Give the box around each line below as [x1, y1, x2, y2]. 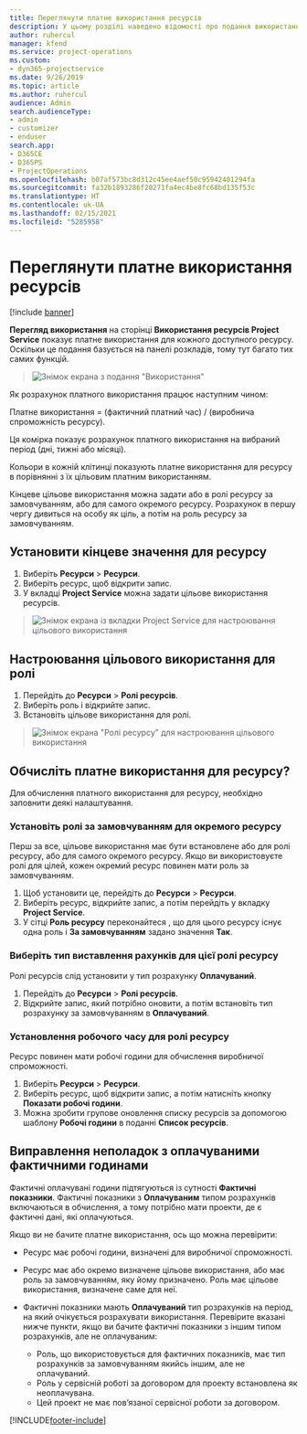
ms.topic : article [9, 81, 79, 90]
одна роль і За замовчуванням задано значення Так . [22, 927, 233, 938]
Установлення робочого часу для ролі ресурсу [9, 1030, 230, 1043]
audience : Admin [9, 98, 71, 108]
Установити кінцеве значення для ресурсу [9, 544, 268, 559]
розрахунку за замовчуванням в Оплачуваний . [22, 1007, 210, 1018]
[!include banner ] [9, 306, 75, 317]
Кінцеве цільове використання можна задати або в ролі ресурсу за [9, 488, 274, 499]
